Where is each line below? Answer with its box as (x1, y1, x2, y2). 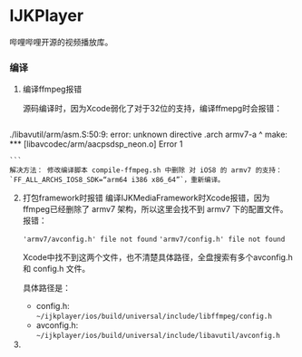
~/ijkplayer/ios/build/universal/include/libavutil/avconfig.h (35, 332, 281, 341)
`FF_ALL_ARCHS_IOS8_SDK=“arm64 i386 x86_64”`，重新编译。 (9, 176, 225, 185)
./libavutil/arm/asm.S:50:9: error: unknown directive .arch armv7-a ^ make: (9, 129, 288, 140)
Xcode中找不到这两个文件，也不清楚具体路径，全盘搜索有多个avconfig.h (22, 252, 293, 263)
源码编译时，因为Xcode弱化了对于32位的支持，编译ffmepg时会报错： (22, 103, 283, 114)
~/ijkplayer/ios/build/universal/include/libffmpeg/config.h (35, 312, 272, 322)
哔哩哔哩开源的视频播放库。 (9, 36, 113, 47)
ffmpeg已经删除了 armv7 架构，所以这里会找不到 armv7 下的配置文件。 (22, 204, 288, 215)
